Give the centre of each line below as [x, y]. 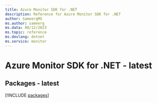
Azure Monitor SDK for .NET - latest [79, 65]
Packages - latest [32, 83]
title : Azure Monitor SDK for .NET [41, 10]
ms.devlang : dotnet [25, 37]
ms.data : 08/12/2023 [26, 28]
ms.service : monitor [26, 41]
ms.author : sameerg [25, 23]
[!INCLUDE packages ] [27, 95]
